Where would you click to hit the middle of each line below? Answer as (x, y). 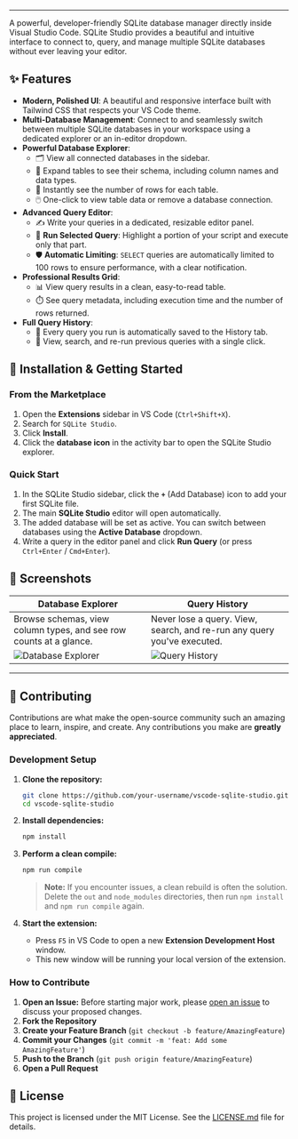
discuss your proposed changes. (82, 1011)
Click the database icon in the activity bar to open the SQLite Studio (147, 442)
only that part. (61, 245)
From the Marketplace (58, 395)
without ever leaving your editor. (68, 51)
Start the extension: (59, 923)
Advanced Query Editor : (67, 212)
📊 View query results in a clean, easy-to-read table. (130, 286)
